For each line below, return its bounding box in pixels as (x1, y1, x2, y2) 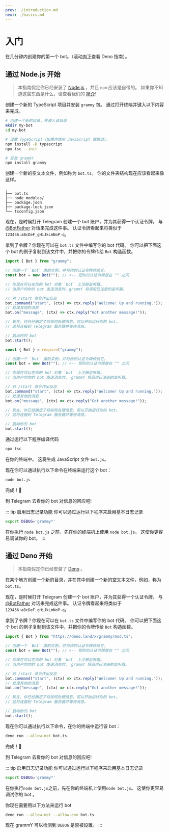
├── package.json (5, 200, 42, 205)
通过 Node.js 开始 (5, 70, 61, 79)
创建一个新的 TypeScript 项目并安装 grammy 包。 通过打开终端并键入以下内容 (5, 101, 164, 108)
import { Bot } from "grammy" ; (5, 258, 72, 264)
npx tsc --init (5, 146, 38, 151)
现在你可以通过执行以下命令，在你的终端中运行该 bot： (5, 723, 121, 729)
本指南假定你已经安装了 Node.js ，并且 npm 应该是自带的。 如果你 (17, 85, 154, 91)
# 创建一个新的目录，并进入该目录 (5, 118, 67, 123)
